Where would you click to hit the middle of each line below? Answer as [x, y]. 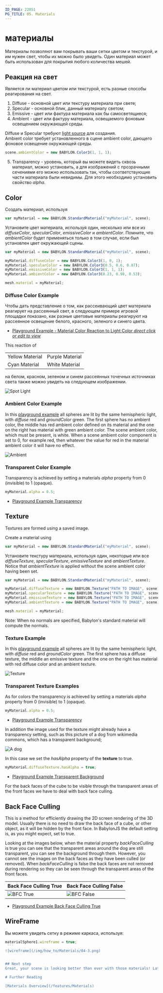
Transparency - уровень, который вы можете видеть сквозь [74, 162]
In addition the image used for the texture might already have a [68, 729]
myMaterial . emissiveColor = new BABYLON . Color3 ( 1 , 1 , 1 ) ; [65, 270]
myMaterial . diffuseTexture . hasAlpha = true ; [51, 767]
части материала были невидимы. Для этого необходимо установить [84, 177]
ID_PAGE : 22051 [20, 9]
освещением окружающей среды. [48, 124]
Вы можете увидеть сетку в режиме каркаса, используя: [64, 933]
